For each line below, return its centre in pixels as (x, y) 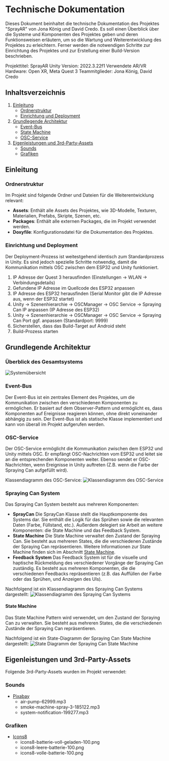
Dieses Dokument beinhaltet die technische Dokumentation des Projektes (82, 23)
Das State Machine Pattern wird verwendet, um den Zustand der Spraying (83, 617)
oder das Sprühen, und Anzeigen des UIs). (57, 579)
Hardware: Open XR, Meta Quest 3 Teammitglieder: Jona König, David (79, 71)
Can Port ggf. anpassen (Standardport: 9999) (60, 320)
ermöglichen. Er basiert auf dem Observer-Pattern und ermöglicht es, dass (84, 408)
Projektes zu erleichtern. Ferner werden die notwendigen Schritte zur (78, 45)
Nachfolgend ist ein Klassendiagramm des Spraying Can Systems (74, 589)
